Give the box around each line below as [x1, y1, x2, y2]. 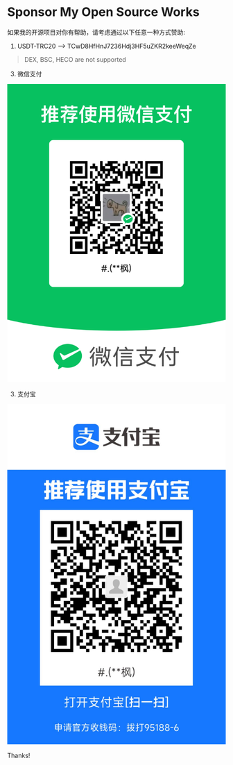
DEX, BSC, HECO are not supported [24, 55, 126, 63]
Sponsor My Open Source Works [7, 4, 200, 20]
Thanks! [7, 751, 31, 760]
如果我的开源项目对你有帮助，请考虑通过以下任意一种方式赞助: [7, 28, 186, 36]
